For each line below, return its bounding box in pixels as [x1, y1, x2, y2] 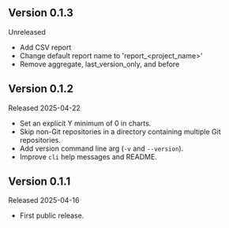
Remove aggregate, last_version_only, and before [19, 59, 180, 69]
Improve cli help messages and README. [19, 151, 158, 161]
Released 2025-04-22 [8, 103, 81, 113]
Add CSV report [19, 43, 72, 52]
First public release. [19, 211, 84, 220]
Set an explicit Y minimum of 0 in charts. [19, 118, 152, 128]
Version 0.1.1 [8, 175, 71, 189]
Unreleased [8, 27, 46, 36]
